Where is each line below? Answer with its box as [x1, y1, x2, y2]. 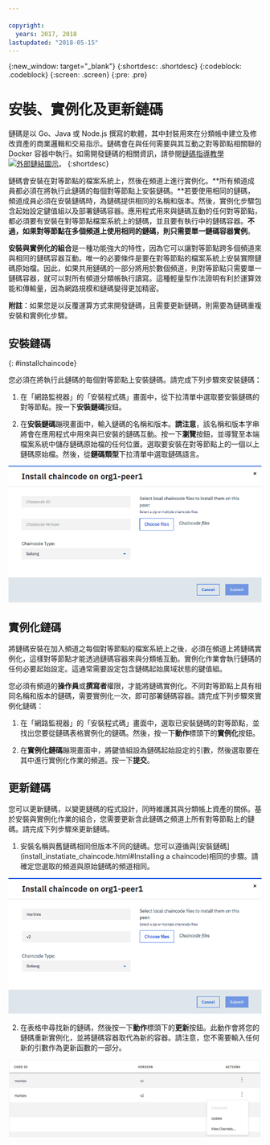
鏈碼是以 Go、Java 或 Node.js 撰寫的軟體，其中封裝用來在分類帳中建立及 [8, 129, 251, 138]
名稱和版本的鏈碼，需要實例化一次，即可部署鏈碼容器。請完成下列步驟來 [14, 691, 255, 700]
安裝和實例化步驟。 [8, 310, 72, 321]
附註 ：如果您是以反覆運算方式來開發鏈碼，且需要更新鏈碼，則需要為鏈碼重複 [8, 301, 262, 310]
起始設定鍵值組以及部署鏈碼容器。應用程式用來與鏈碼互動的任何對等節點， [14, 206, 262, 216]
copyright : [8, 21, 45, 30]
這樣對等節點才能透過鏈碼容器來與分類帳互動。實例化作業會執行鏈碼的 [29, 654, 262, 663]
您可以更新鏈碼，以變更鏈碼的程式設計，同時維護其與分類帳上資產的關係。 [8, 804, 255, 814]
